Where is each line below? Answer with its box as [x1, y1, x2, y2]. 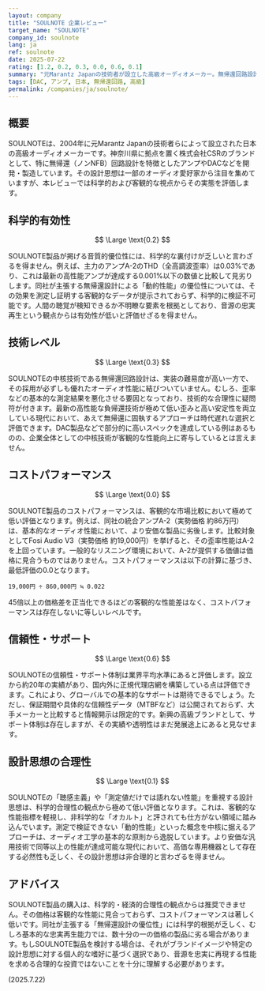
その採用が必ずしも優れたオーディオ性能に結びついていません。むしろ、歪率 [8, 383, 256, 393]
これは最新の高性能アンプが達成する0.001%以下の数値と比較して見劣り [21, 271, 253, 281]
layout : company [8, 11, 62, 20]
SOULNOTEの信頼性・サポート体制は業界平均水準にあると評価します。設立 [8, 670, 252, 680]
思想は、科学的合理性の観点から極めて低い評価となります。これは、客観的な [8, 803, 256, 812]
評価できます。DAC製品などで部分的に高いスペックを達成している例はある [8, 423, 249, 432]
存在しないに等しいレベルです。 [42, 607, 146, 616]
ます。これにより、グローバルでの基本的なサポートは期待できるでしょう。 [8, 690, 248, 699]
